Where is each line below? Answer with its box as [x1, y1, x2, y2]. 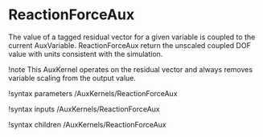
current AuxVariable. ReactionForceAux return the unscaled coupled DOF [8, 40, 251, 50]
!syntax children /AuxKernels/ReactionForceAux [8, 119, 166, 129]
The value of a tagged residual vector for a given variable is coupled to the [8, 32, 256, 42]
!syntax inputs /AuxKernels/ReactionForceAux [8, 104, 160, 114]
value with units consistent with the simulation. [8, 49, 163, 58]
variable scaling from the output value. [8, 73, 137, 83]
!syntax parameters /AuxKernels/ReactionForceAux [8, 88, 179, 98]
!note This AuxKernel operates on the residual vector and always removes [8, 64, 253, 74]
